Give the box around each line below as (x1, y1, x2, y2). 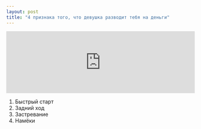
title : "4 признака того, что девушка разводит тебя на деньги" (6, 14, 170, 20)
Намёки (14, 117, 35, 124)
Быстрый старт (14, 98, 54, 105)
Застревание (14, 110, 49, 118)
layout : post (6, 8, 39, 15)
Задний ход (14, 104, 45, 111)
